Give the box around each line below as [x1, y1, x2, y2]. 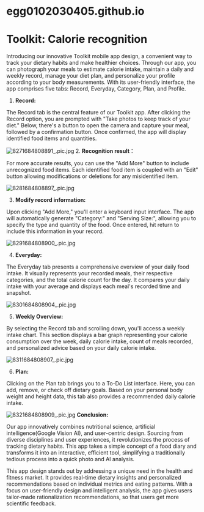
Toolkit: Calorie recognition [6, 32, 148, 46]
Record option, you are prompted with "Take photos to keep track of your [6, 115, 191, 123]
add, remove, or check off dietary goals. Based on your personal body [6, 387, 183, 394]
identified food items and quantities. [6, 135, 97, 142]
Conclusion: [76, 411, 109, 418]
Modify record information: [15, 196, 86, 204]
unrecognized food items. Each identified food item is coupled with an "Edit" [6, 166, 199, 174]
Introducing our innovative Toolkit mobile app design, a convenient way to [6, 53, 192, 60]
